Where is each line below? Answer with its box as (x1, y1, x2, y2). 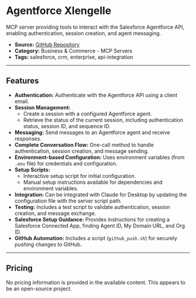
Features (6, 76, 39, 86)
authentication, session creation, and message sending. (14, 148, 149, 155)
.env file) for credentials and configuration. (14, 160, 118, 167)
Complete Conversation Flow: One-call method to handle (14, 141, 154, 148)
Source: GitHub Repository (14, 41, 80, 48)
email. (14, 98, 29, 105)
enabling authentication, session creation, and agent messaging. (6, 29, 162, 36)
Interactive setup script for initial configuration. (23, 172, 136, 179)
